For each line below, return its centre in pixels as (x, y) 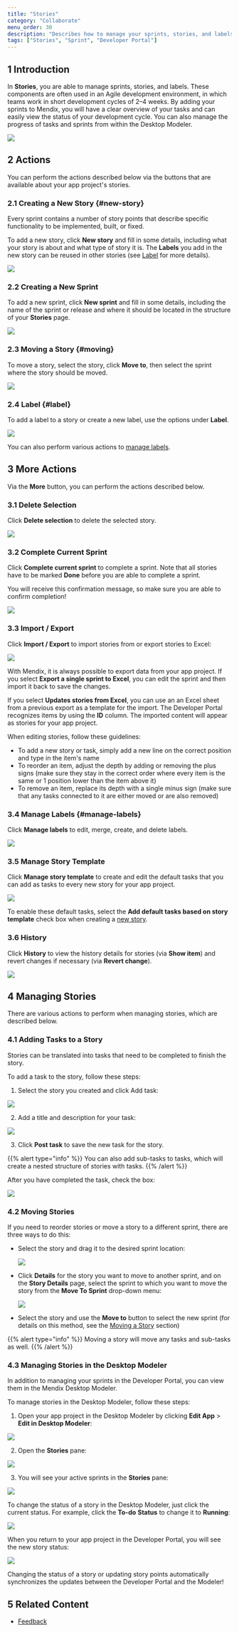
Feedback (32, 1621)
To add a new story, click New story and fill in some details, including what (117, 240)
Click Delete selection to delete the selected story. (82, 521)
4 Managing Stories (52, 997)
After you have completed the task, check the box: (81, 1180)
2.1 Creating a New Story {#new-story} (76, 203)
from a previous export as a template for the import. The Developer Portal (115, 707)
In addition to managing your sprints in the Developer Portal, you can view (116, 1381)
